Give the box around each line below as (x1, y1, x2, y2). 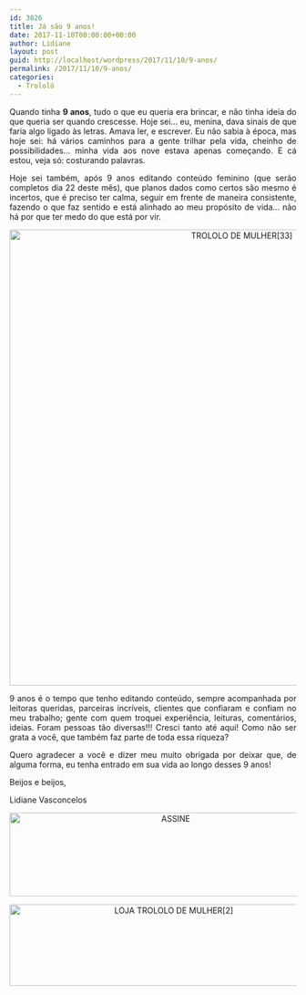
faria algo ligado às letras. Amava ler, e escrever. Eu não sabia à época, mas (9, 125, 297, 137)
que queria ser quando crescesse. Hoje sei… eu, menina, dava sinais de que (9, 116, 297, 127)
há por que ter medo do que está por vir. (9, 211, 162, 222)
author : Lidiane (9, 38, 71, 48)
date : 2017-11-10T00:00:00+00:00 (9, 30, 137, 39)
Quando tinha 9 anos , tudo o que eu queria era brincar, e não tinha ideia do (9, 106, 297, 117)
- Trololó (17, 81, 55, 90)
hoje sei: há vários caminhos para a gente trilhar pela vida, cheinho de (9, 135, 297, 146)
